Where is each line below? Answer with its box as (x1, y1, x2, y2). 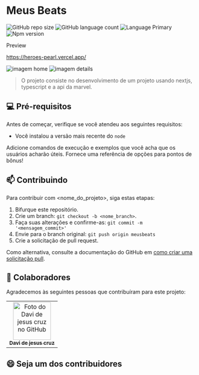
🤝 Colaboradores (6, 272, 71, 283)
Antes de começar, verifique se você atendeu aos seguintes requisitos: (6, 120, 183, 127)
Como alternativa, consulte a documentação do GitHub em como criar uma (6, 248, 193, 255)
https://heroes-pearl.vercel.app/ (6, 53, 86, 60)
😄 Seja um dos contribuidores (6, 359, 122, 369)
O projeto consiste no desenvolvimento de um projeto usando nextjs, (21, 77, 193, 84)
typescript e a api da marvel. (21, 83, 92, 91)
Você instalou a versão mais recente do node (14, 132, 125, 139)
